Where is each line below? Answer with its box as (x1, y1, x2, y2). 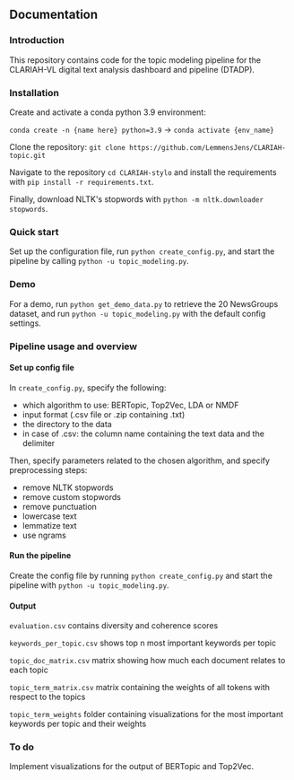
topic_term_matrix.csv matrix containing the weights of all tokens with (9, 682, 271, 693)
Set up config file (9, 363, 74, 373)
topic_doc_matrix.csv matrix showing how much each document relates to (9, 655, 286, 666)
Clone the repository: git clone (9, 141, 125, 152)
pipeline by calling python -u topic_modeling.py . (9, 256, 190, 267)
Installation (9, 86, 60, 99)
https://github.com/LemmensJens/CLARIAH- (129, 143, 287, 152)
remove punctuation (22, 501, 97, 512)
